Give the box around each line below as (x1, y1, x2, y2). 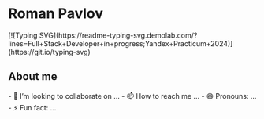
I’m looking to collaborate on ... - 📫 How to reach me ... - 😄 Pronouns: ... (19, 91, 257, 100)
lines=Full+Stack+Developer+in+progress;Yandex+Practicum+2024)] (8, 38, 233, 48)
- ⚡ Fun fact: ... (8, 103, 57, 112)
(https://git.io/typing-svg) (8, 47, 91, 56)
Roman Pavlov (8, 5, 104, 23)
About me (8, 70, 58, 83)
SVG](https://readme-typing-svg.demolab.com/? (39, 31, 198, 40)
